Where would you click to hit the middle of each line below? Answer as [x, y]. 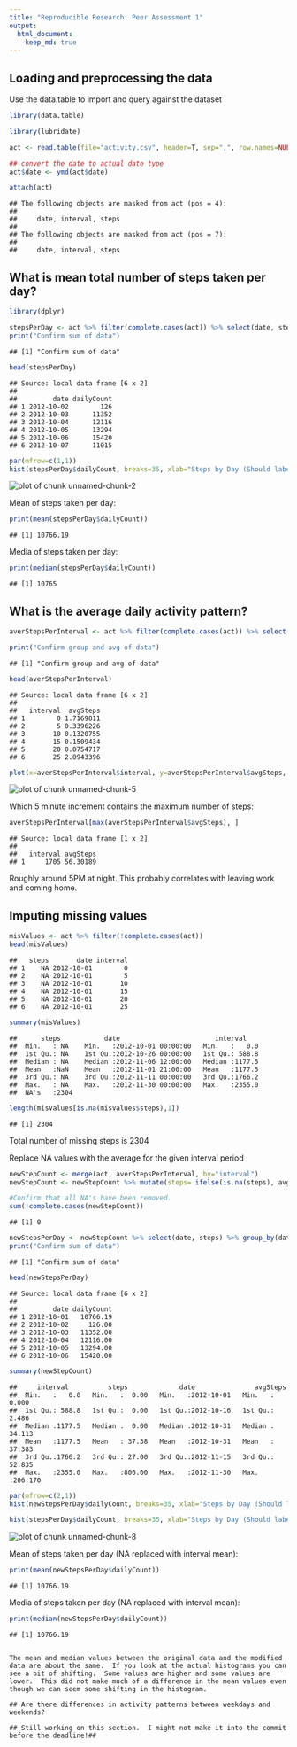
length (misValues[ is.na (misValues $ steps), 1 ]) [94, 1108]
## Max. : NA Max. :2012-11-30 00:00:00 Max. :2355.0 [134, 1085]
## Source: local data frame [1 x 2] [79, 839]
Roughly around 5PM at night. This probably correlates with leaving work [142, 879]
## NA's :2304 [41, 1092]
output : [23, 26]
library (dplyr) [37, 312]
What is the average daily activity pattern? [129, 611]
